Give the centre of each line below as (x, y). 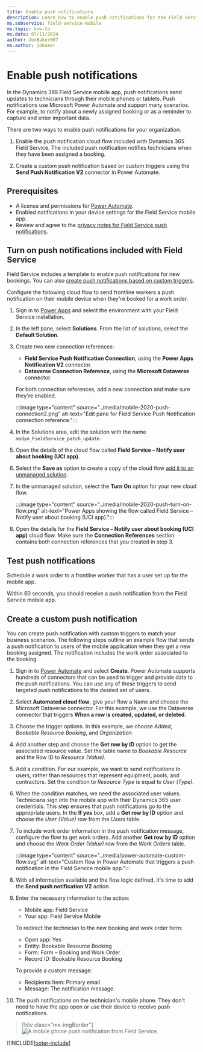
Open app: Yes (43, 940)
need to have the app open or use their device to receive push (93, 1007)
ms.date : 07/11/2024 (33, 34)
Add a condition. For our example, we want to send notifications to (98, 769)
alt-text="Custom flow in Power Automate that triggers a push (117, 862)
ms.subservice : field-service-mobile (54, 23)
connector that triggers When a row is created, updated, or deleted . (101, 715)
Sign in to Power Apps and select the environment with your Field (97, 310)
